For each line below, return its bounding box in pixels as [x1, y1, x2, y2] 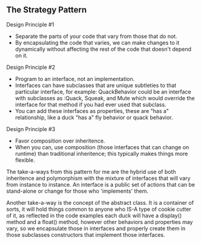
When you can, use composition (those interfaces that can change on [15, 143, 189, 150]
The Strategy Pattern [6, 5, 87, 15]
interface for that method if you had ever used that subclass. [15, 101, 166, 108]
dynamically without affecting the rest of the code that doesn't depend [15, 45, 192, 53]
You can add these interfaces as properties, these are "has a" [15, 107, 170, 114]
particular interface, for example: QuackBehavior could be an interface [15, 88, 192, 95]
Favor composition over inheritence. [15, 137, 105, 144]
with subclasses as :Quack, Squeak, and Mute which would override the [15, 94, 195, 101]
